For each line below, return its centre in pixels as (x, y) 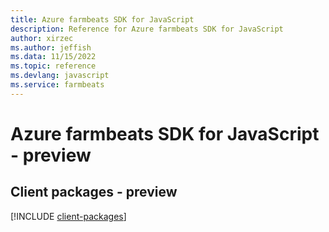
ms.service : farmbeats (57, 85)
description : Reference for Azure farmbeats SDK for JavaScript (147, 29)
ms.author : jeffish (51, 47)
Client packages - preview (94, 192)
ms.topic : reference (53, 66)
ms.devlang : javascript (60, 76)
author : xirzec (42, 38)
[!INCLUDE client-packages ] (68, 216)
